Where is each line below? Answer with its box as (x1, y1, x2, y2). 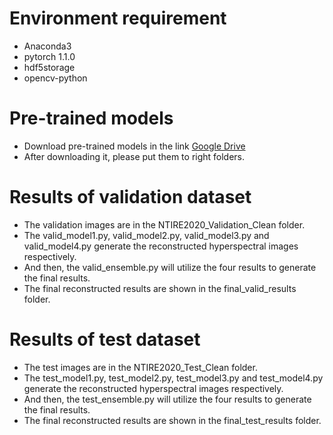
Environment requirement (9, 7, 227, 30)
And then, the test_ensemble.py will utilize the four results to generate (23, 393, 312, 405)
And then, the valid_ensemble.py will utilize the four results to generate (23, 261, 317, 273)
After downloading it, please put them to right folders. (23, 150, 246, 162)
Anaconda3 (23, 40, 72, 52)
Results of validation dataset (9, 186, 252, 209)
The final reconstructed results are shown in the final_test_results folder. (23, 414, 322, 426)
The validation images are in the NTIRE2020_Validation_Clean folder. (23, 218, 306, 231)
